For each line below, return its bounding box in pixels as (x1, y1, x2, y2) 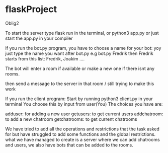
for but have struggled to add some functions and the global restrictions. (5, 131, 156, 137)
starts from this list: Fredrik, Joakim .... (5, 55, 85, 61)
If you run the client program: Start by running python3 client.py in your (5, 96, 153, 102)
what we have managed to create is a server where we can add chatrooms (5, 136, 160, 142)
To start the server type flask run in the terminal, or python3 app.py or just (5, 30, 159, 36)
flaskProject (5, 4, 57, 15)
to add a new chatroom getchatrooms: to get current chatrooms (5, 116, 137, 122)
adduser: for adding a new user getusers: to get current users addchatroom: (5, 111, 163, 117)
